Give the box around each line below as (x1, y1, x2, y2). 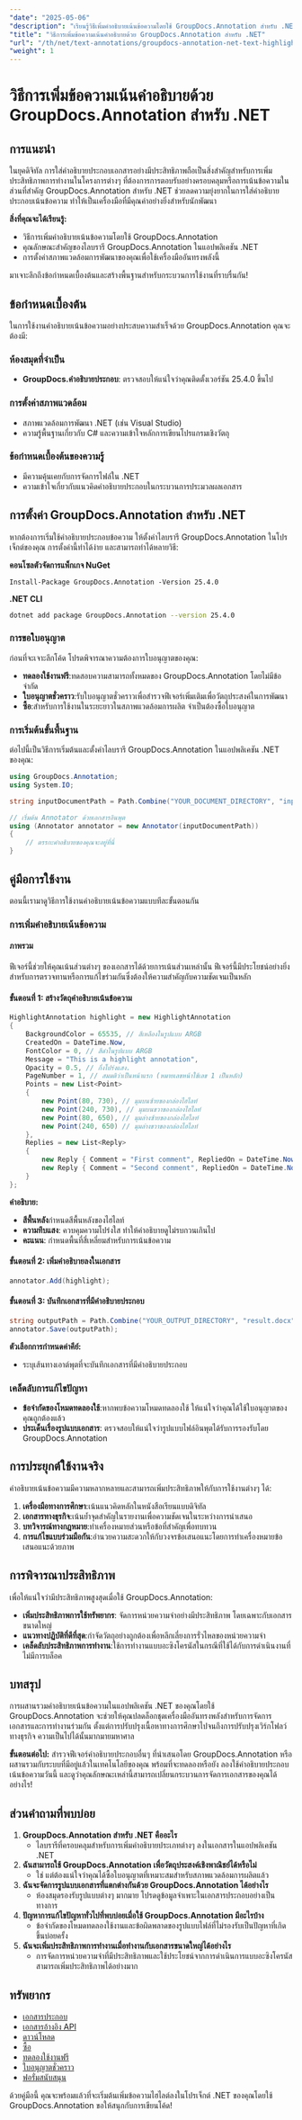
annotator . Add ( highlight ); (9, 1276, 111, 1285)
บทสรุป (9, 1677, 41, 1692)
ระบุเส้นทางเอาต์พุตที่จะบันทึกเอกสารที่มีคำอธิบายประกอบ (22, 1359, 188, 1370)
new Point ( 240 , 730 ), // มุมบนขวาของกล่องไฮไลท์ (41, 1105, 201, 1114)
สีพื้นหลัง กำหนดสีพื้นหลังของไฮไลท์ (22, 1214, 125, 1225)
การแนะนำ (9, 141, 56, 157)
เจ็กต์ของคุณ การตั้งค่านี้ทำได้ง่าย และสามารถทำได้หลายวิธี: (9, 541, 179, 552)
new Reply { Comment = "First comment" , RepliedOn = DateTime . (41, 1155, 283, 1165)
